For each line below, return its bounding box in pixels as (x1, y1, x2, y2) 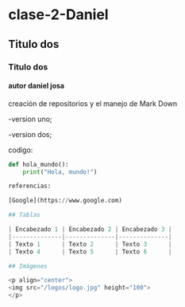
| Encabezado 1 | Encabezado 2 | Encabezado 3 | (8, 226, 172, 234)
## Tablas (8, 211, 41, 219)
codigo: (8, 145, 33, 155)
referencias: (8, 182, 52, 191)
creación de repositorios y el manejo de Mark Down (8, 98, 178, 108)
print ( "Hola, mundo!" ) (22, 167, 98, 176)
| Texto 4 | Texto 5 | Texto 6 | (8, 247, 172, 256)
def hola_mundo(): (8, 160, 69, 168)
